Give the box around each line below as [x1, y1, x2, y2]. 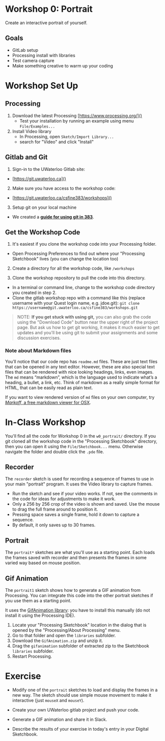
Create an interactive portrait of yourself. [5, 20, 87, 26]
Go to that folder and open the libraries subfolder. [12, 633, 116, 639]
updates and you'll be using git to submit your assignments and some [17, 330, 158, 336]
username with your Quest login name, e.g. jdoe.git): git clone [12, 300, 140, 306]
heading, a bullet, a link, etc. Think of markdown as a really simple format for [5, 379, 160, 385]
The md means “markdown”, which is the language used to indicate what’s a [5, 374, 157, 380]
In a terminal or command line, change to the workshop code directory [12, 285, 155, 290]
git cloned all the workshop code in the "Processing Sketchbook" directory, [5, 438, 158, 444]
